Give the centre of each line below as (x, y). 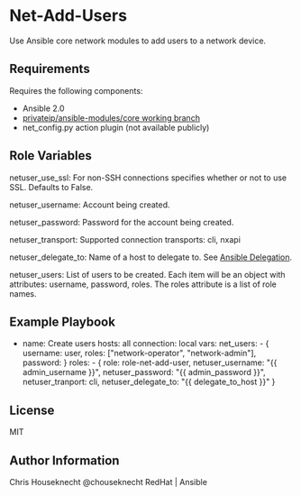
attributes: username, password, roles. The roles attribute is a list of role (143, 284)
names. (23, 293)
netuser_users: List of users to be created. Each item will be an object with (147, 274)
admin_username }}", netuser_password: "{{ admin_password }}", (144, 372)
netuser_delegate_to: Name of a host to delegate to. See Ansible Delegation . (151, 257)
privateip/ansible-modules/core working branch (111, 117)
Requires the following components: (76, 90)
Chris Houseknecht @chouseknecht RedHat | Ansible (108, 482)
